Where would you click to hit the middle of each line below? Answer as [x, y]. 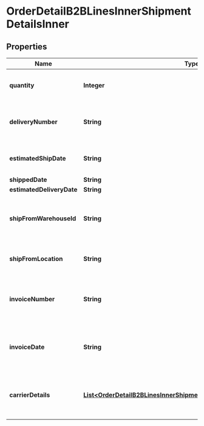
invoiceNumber [32, 299]
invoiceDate [27, 347]
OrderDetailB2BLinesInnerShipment [99, 11]
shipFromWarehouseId [43, 218]
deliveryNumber [33, 122]
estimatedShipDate [38, 158]
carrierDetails [30, 395]
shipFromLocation [36, 259]
